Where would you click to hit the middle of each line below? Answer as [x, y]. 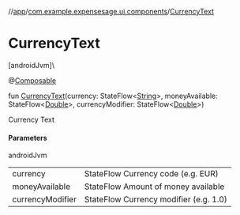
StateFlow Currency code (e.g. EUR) [151, 174]
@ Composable [32, 80]
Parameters [28, 138]
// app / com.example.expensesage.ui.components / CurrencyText [111, 11]
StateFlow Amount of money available [154, 187]
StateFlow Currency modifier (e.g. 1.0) [156, 199]
